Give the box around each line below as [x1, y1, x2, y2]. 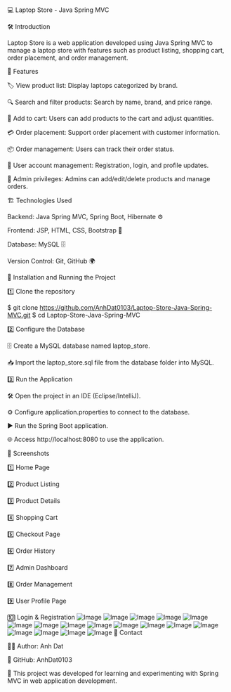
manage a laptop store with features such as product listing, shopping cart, [7, 46, 225, 54]
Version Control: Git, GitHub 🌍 [7, 257, 96, 265]
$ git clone [7, 303, 39, 311]
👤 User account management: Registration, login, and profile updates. [7, 161, 209, 169]
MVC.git [7, 311, 31, 319]
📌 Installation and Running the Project [7, 273, 116, 281]
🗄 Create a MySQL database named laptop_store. [7, 341, 150, 350]
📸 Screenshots [7, 449, 50, 457]
